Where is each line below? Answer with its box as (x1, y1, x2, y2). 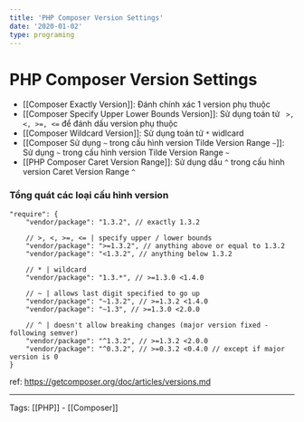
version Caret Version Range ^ (22, 167, 136, 177)
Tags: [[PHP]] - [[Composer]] (9, 402, 119, 413)
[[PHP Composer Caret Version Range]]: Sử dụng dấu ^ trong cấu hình (22, 157, 285, 168)
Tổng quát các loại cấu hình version (9, 189, 169, 202)
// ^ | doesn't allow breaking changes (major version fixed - (25, 321, 270, 330)
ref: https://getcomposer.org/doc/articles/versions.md (9, 376, 211, 387)
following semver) (9, 328, 79, 338)
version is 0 (9, 352, 59, 361)
